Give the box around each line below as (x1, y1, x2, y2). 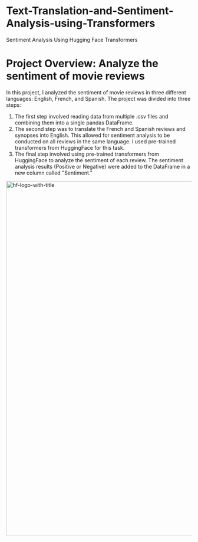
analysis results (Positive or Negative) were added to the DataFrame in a (14, 163, 190, 170)
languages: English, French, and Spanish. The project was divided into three (6, 95, 191, 102)
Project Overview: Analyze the (6, 57, 159, 70)
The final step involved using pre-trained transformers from (14, 150, 159, 157)
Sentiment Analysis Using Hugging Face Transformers (6, 36, 138, 43)
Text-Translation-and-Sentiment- (6, 4, 174, 18)
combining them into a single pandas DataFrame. (14, 119, 134, 126)
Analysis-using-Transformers (6, 17, 156, 30)
